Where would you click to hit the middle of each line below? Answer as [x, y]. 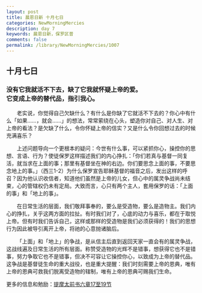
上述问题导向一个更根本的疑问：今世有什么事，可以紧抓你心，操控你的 [104, 148]
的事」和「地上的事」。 [34, 193]
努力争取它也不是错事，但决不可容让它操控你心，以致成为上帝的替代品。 [106, 256]
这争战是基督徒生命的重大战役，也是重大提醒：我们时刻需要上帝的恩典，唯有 [101, 264]
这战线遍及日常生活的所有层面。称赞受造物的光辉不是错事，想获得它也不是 [98, 249]
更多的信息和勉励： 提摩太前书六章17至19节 [59, 284]
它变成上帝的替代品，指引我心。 [53, 98]
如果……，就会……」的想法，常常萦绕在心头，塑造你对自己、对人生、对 [105, 120]
